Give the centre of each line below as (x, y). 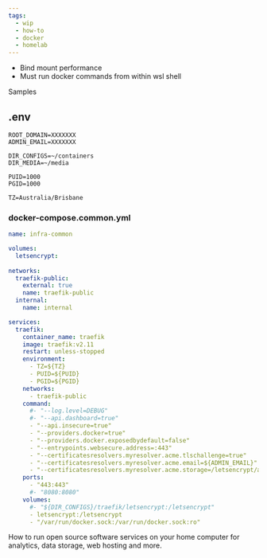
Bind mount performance (61, 68)
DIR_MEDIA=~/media (39, 163)
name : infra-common (41, 234)
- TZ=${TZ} (47, 367)
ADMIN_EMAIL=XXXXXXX (43, 142)
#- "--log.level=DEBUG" (69, 411)
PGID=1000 (25, 184)
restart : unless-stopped (64, 352)
